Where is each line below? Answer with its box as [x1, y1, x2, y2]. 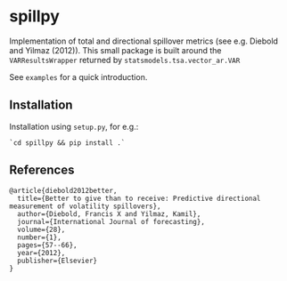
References [9, 163, 75, 178]
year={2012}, [17, 248, 66, 257]
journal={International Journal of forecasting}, [17, 217, 205, 226]
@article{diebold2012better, [9, 186, 118, 195]
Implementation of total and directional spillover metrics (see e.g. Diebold [9, 36, 279, 46]
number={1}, [17, 233, 62, 242]
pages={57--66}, [17, 240, 78, 250]
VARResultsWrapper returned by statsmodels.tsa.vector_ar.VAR [9, 54, 241, 65]
